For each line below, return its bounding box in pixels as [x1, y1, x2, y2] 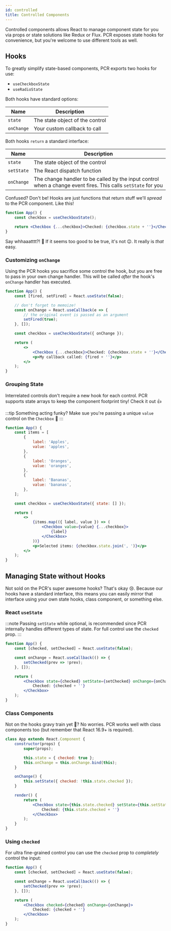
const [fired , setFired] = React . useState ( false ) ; [14, 293, 124, 299]
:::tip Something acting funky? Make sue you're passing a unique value [5, 410, 154, 416]
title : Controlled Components [5, 12, 70, 17]
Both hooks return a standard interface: [5, 138, 89, 145]
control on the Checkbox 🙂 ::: [5, 415, 64, 421]
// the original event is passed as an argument [23, 312, 129, 317]
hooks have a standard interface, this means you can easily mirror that [5, 590, 153, 596]
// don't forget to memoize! [14, 302, 76, 308]
